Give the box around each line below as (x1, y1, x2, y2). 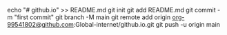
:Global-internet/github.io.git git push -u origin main (73, 21, 221, 28)
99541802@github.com (7, 21, 75, 28)
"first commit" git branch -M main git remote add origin (14, 13, 171, 21)
